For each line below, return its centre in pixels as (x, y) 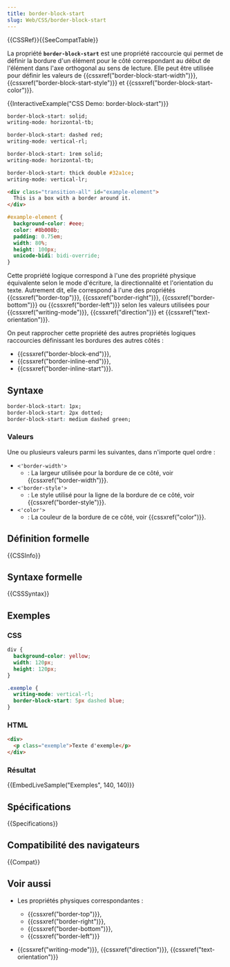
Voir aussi (29, 884)
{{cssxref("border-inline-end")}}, (64, 362)
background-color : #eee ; (49, 224)
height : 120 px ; (35, 669)
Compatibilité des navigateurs (74, 845)
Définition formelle (48, 539)
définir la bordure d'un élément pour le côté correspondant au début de (109, 60)
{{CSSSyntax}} (28, 594)
